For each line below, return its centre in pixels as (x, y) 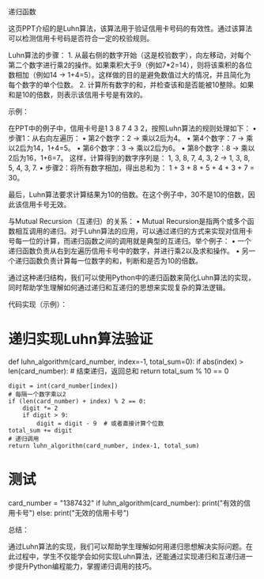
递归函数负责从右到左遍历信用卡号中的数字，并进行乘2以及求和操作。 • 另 (128, 251)
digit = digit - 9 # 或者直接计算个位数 (100, 423)
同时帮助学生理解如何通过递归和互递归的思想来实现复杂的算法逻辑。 (119, 288)
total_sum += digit (40, 430)
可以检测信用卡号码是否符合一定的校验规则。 (81, 38)
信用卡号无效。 (46, 204)
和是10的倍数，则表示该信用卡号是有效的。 (78, 95)
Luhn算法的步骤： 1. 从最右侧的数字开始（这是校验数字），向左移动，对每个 (130, 55)
